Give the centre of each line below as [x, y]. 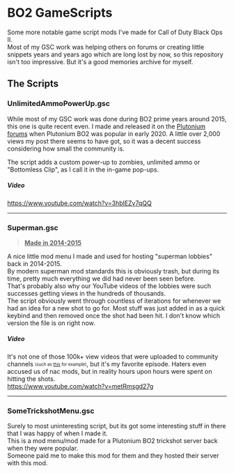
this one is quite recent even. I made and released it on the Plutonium [106, 126]
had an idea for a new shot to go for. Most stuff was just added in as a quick [116, 308]
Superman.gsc [33, 227]
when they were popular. [43, 449]
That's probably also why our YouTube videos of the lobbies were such [109, 286]
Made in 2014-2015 [53, 243]
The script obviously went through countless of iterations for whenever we [114, 301]
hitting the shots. [31, 379]
